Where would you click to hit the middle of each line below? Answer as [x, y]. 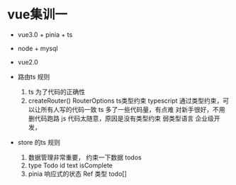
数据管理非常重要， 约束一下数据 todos [85, 157]
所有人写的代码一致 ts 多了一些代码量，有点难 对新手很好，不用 [133, 109]
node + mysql [38, 48]
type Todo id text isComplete [71, 165]
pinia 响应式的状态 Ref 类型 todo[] [77, 174]
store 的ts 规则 [39, 142]
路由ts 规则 [34, 77]
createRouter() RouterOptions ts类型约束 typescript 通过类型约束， [125, 101]
